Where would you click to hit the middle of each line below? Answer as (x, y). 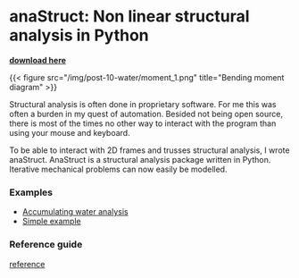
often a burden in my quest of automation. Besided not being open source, (146, 114)
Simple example (52, 222)
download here (38, 60)
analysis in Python (79, 35)
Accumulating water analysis (75, 212)
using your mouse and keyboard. (70, 132)
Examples (31, 192)
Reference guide (46, 245)
